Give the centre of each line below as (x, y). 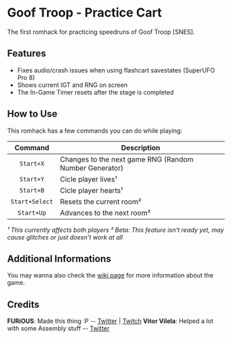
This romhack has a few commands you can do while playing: (95, 130)
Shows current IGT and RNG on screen (72, 85)
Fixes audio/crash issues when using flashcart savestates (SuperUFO (116, 70)
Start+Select (32, 201)
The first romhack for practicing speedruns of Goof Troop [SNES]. (101, 32)
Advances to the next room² (105, 213)
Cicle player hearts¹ (91, 190)
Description (141, 148)
